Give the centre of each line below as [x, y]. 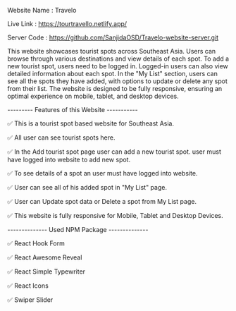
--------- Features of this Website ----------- [73, 110]
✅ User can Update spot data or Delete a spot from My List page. [102, 201]
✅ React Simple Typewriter [46, 272]
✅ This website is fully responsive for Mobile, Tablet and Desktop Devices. [115, 215]
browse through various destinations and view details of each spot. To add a [118, 59]
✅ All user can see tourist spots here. [61, 138]
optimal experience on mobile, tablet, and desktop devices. [93, 96]
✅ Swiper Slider [30, 300]
